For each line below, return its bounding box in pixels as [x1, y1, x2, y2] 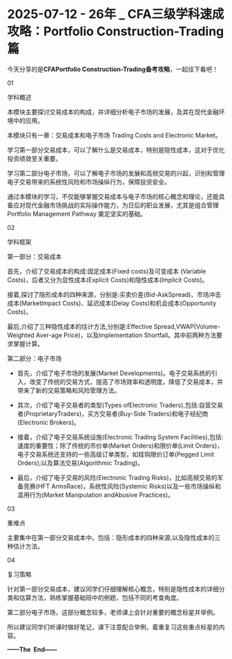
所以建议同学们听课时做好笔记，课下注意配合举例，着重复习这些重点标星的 [7, 622, 219, 631]
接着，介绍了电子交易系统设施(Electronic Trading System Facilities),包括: [17, 432, 224, 441]
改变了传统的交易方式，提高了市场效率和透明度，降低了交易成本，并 [29, 377, 223, 385]
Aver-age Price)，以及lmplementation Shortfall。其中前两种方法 [35, 331, 217, 339]
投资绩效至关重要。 [7, 154, 62, 162]
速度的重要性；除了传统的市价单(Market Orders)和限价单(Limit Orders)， [17, 441, 224, 450]
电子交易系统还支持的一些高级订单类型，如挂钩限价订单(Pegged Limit [17, 450, 215, 458]
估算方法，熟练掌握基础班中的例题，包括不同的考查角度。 [19, 593, 183, 602]
